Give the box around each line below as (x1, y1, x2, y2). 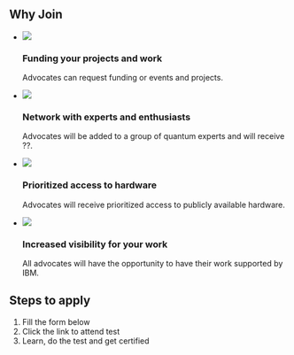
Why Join (9, 7, 64, 22)
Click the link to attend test (21, 326, 120, 336)
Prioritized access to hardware (21, 179, 158, 191)
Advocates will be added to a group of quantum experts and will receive (21, 131, 285, 142)
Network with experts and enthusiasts (21, 111, 191, 123)
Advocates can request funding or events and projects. (21, 73, 224, 83)
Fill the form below (21, 316, 90, 327)
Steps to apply (9, 293, 91, 308)
